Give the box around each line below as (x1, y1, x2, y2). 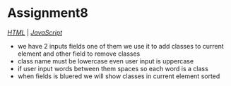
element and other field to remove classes (17, 49, 141, 58)
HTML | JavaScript (7, 28, 63, 37)
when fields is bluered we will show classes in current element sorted (17, 72, 220, 80)
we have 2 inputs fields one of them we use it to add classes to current (17, 42, 224, 50)
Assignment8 (7, 5, 88, 21)
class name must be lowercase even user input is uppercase (17, 56, 194, 65)
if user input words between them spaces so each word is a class (17, 64, 208, 73)
